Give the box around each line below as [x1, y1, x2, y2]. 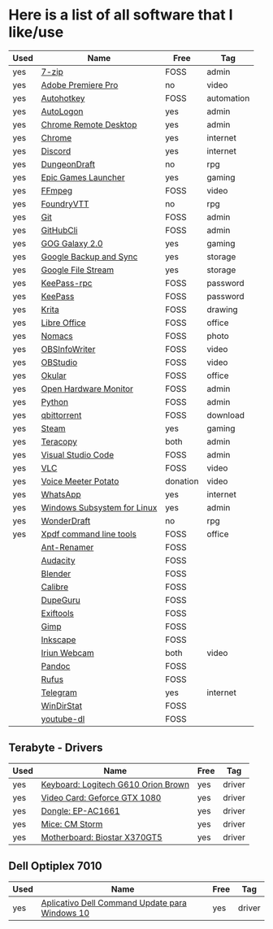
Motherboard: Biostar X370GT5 [41, 831, 162, 843]
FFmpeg [41, 184, 73, 196]
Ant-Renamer [41, 541, 94, 553]
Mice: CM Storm [41, 818, 103, 830]
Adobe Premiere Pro [41, 79, 119, 90]
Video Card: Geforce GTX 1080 [41, 792, 162, 803]
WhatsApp [41, 488, 81, 500]
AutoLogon [41, 106, 84, 117]
